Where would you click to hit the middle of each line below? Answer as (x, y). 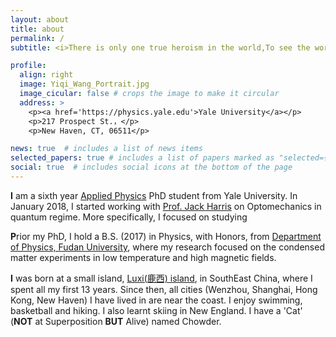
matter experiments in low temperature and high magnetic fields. (143, 257)
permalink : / (37, 38)
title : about (37, 29)
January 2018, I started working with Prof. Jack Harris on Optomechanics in (166, 206)
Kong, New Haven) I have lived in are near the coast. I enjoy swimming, (156, 300)
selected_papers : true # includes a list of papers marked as (142, 158)
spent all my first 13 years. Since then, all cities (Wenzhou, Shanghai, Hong (164, 289)
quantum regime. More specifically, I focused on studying (129, 217)
